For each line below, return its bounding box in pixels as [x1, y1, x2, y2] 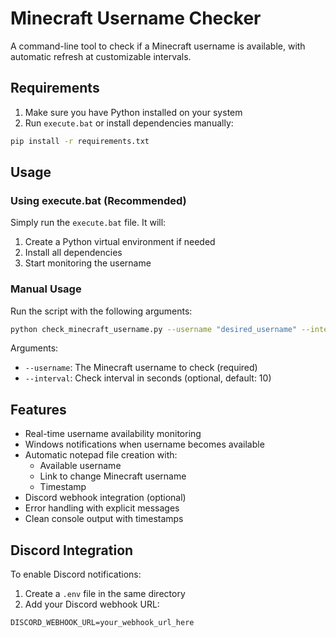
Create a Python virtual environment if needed [24, 236, 216, 248]
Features [10, 401, 67, 418]
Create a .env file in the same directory [24, 588, 186, 600]
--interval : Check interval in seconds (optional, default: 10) [24, 372, 272, 384]
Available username [39, 460, 122, 472]
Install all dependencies [24, 247, 123, 259]
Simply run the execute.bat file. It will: [10, 217, 167, 229]
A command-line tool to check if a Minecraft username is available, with [10, 40, 306, 52]
